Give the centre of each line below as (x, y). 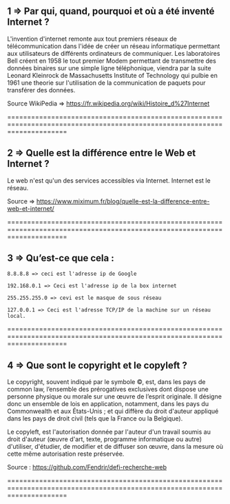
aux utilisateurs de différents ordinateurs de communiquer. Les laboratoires (114, 53)
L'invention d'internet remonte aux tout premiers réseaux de (92, 39)
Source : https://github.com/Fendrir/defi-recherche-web (87, 467)
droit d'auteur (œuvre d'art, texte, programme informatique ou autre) (104, 439)
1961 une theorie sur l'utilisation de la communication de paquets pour (106, 83)
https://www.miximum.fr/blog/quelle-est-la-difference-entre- (123, 201)
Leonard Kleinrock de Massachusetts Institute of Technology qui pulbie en (113, 75)
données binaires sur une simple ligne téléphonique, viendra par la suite (109, 68)
